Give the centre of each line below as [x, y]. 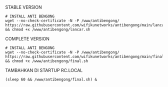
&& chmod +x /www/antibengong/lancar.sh [48, 29]
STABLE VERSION [23, 7]
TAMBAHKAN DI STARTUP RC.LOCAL [44, 70]
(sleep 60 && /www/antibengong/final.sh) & [51, 79]
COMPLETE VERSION [27, 39]
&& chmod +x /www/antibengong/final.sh [47, 61]
